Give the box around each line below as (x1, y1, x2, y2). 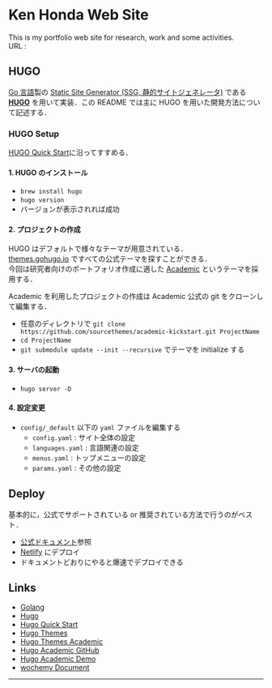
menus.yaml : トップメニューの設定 (32, 452, 147, 463)
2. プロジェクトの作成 (8, 224, 81, 234)
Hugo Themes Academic (19, 637, 104, 647)
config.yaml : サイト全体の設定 (32, 432, 136, 442)
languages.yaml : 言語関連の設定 (32, 442, 139, 452)
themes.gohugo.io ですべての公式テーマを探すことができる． (8, 254, 212, 264)
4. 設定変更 (8, 403, 46, 412)
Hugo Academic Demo (19, 654, 96, 664)
